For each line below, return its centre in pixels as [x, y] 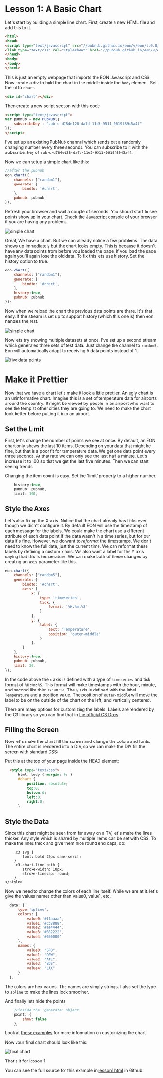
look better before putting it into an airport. [48, 414]
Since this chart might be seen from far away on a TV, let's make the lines [79, 833]
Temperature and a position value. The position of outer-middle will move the [81, 695]
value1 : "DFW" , [42, 955]
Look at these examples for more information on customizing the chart [75, 1033]
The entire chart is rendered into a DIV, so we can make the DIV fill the [75, 747]
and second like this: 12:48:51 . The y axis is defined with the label [71, 690]
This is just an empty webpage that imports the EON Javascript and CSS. [78, 77]
